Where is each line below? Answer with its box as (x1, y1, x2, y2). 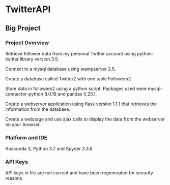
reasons (5, 175, 22, 181)
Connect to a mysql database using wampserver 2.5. (5, 66, 116, 72)
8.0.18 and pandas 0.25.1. (44, 90, 97, 97)
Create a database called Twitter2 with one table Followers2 (5, 75, 131, 82)
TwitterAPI (5, 4, 51, 15)
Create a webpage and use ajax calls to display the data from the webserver (5, 116, 165, 122)
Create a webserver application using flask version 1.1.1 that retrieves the (5, 101, 157, 107)
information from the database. (5, 106, 70, 112)
